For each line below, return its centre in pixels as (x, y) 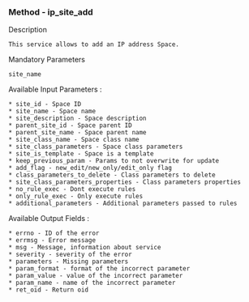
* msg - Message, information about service (85, 248)
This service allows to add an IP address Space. (94, 45)
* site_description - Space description (78, 119)
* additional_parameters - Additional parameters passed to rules (123, 204)
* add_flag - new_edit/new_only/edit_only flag (90, 168)
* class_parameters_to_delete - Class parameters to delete (112, 175)
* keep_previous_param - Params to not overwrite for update (114, 161)
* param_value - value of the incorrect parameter (96, 276)
